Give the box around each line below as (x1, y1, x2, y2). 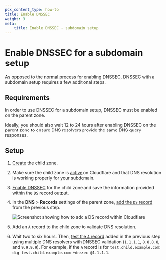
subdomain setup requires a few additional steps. (5, 79, 106, 85)
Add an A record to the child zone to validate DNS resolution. (12, 224, 137, 230)
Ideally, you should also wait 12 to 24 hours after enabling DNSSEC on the (5, 122, 156, 128)
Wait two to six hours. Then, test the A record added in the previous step (12, 233, 161, 239)
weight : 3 (5, 16, 26, 21)
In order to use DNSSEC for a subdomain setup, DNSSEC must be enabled (5, 107, 158, 113)
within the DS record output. (12, 190, 69, 195)
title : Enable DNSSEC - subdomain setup (14, 26, 99, 31)
